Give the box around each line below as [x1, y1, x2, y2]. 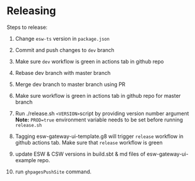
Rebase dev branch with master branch [15, 69, 111, 76]
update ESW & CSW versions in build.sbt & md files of [15, 150, 146, 157]
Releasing [6, 4, 56, 18]
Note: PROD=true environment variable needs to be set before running [15, 116, 183, 123]
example [15, 156, 36, 163]
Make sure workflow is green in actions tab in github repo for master [15, 92, 181, 99]
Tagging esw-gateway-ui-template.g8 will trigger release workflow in [15, 133, 184, 140]
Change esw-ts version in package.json [15, 35, 110, 42]
